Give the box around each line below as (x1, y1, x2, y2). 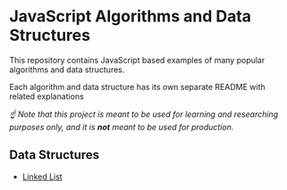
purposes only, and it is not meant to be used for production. (9, 121, 234, 132)
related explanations (9, 91, 85, 102)
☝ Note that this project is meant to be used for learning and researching (9, 109, 279, 120)
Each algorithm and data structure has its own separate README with (9, 81, 266, 92)
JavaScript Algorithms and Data (9, 6, 252, 27)
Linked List (21, 171, 63, 182)
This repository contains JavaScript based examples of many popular (9, 54, 266, 65)
